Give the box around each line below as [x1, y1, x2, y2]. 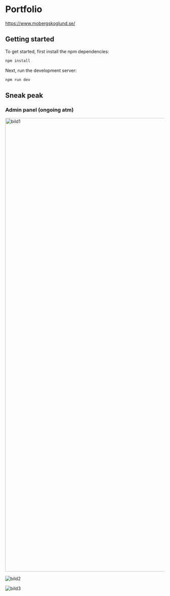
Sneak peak [5, 91, 44, 100]
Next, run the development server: [5, 67, 77, 73]
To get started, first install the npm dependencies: [5, 48, 109, 54]
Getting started [5, 35, 55, 44]
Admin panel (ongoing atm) [5, 106, 74, 113]
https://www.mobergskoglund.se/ [5, 20, 75, 26]
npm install [5, 58, 30, 63]
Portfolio [5, 4, 42, 15]
